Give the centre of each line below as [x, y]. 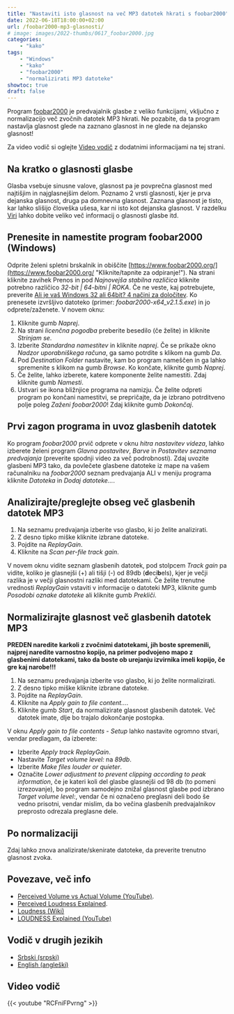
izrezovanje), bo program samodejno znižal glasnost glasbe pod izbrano [121, 789]
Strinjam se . [34, 338]
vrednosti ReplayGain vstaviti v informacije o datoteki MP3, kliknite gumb [112, 588]
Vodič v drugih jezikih [55, 940]
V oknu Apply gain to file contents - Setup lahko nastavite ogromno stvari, [113, 731]
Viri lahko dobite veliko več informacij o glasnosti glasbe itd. [93, 215]
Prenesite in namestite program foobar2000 [105, 237]
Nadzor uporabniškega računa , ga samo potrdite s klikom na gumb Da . [119, 352]
